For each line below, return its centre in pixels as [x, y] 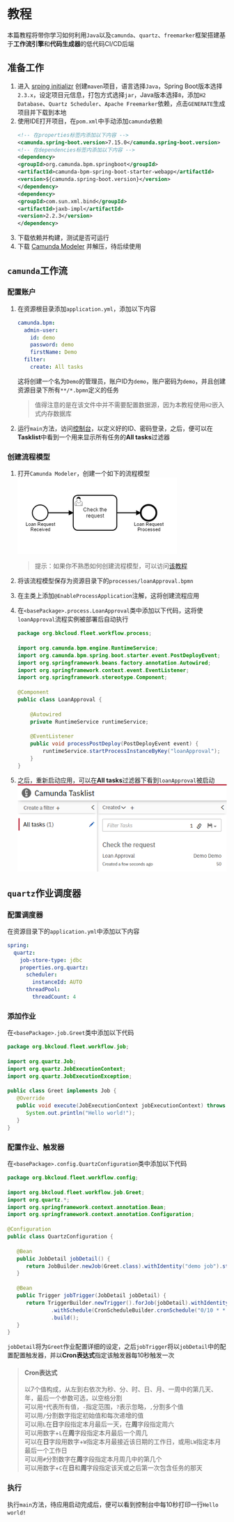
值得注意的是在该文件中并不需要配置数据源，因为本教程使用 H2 [123, 404]
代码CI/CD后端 [113, 43]
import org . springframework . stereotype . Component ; [92, 678]
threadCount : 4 [54, 997]
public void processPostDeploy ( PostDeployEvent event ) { [115, 744]
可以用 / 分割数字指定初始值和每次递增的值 [84, 1416]
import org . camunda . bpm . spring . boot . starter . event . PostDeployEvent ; [119, 655]
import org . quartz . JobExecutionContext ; [67, 1069]
